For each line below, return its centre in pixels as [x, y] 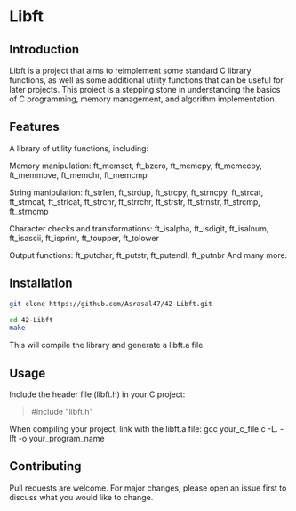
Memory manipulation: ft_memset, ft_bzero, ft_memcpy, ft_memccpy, [136, 166]
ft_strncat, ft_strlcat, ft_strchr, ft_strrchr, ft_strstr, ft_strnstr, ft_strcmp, [135, 201]
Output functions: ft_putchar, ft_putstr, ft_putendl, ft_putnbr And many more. [148, 255]
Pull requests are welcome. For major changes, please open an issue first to [148, 488]
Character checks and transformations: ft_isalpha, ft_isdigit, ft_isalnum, [139, 228]
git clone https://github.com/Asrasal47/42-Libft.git [111, 304]
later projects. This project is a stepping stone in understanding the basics [145, 89]
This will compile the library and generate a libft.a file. [108, 345]
